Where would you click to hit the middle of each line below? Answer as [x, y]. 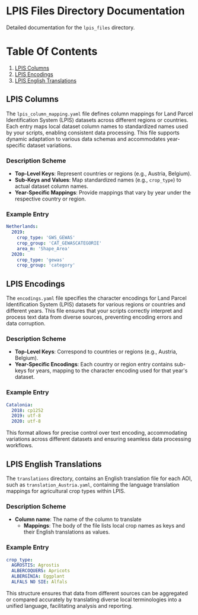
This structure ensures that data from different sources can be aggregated [97, 593]
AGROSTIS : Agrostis [36, 565]
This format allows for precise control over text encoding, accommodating [97, 433]
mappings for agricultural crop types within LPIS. [66, 491]
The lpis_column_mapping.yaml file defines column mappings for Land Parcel [100, 114]
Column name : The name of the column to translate [78, 519]
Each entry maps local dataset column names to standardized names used [97, 126]
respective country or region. [50, 199]
